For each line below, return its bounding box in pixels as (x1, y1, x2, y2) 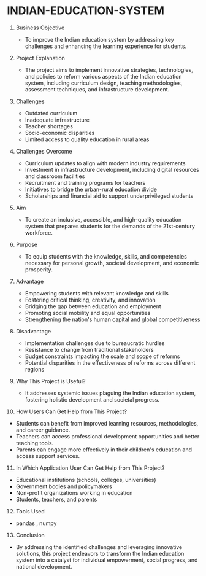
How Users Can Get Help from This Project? (15, 408, 128, 415)
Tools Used (15, 507, 45, 515)
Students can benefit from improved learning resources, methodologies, (15, 419, 199, 427)
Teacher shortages (25, 122, 73, 130)
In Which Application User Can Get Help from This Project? (15, 464, 165, 472)
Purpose (15, 241, 38, 248)
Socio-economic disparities (25, 129, 95, 136)
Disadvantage (15, 327, 51, 335)
